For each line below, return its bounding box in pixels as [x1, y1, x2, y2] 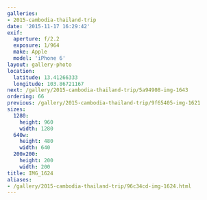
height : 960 [19, 118, 53, 126]
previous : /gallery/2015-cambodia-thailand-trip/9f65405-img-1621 [7, 100, 201, 107]
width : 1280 [19, 125, 53, 132]
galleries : [7, 10, 38, 17]
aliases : [7, 176, 32, 183]
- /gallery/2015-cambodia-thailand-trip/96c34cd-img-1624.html [7, 183, 192, 190]
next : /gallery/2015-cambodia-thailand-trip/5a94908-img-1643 [7, 87, 188, 93]
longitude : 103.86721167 [13, 80, 84, 87]
